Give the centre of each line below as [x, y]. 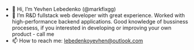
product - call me [33, 34]
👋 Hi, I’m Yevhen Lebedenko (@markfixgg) [64, 9]
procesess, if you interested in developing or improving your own [91, 28]
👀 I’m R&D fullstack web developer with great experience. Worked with [98, 15]
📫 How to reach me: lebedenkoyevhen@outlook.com [77, 41]
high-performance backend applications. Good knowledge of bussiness [100, 21]
